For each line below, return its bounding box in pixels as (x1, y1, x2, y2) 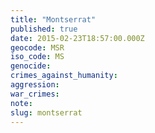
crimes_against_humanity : (10, 71, 118, 81)
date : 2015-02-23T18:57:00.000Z (10, 33, 145, 43)
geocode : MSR (10, 42, 65, 53)
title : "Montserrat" (10, 14, 97, 25)
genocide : (10, 61, 52, 71)
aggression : (10, 80, 60, 90)
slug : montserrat (10, 107, 83, 118)
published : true (10, 24, 78, 34)
